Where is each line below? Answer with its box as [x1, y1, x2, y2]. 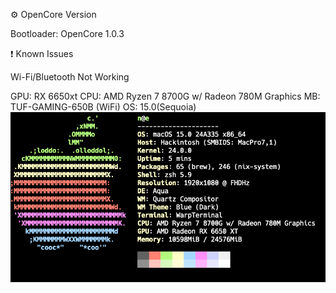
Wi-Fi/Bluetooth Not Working [10, 71, 130, 83]
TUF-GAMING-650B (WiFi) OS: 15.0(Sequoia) [10, 101, 197, 113]
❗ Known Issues [10, 48, 74, 59]
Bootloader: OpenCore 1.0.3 [10, 28, 125, 39]
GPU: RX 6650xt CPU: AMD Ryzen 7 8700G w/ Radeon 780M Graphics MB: [10, 90, 321, 102]
